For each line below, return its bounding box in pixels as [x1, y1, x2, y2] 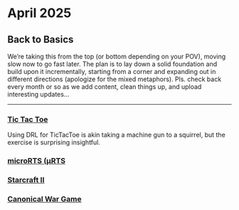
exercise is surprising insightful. [7, 138, 101, 147]
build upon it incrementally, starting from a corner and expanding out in [7, 68, 216, 75]
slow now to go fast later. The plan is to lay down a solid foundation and [7, 60, 218, 68]
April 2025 [7, 5, 72, 21]
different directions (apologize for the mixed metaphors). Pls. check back [7, 75, 222, 83]
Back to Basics [7, 33, 74, 46]
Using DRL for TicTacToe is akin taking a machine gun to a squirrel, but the [7, 130, 225, 140]
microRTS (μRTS [7, 156, 66, 166]
